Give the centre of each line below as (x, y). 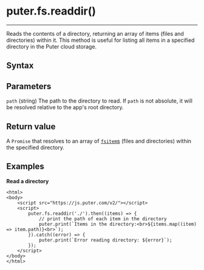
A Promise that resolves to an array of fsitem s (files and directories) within (99, 141)
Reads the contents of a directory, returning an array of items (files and (95, 33)
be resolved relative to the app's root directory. (65, 107)
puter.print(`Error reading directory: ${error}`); (105, 240)
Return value (31, 127)
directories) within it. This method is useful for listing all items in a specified (100, 40)
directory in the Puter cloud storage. (52, 46)
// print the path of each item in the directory (103, 219)
